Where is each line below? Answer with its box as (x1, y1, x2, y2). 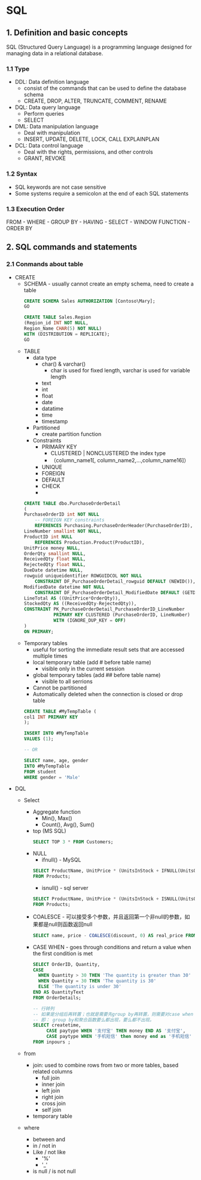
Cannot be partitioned (32, 684, 87, 691)
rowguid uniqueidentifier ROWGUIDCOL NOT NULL (23, 573, 142, 579)
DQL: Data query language (14, 104, 81, 111)
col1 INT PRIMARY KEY (23, 714, 78, 720)
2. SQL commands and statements (6, 242, 138, 252)
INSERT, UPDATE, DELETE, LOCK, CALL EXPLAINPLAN (23, 136, 160, 143)
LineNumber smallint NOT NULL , (23, 528, 102, 534)
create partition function (41, 430, 102, 438)
